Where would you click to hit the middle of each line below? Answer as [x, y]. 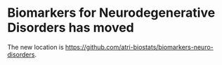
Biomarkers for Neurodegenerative [111, 13]
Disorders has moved [71, 28]
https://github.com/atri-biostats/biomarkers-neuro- [140, 47]
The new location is [36, 47]
